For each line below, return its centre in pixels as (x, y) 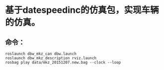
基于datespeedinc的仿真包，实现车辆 (82, 10)
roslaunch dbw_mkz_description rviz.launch (51, 58)
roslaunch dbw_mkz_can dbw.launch (41, 54)
